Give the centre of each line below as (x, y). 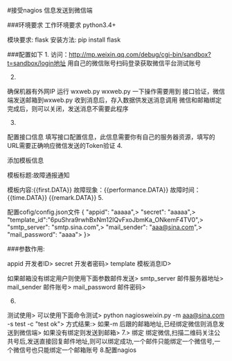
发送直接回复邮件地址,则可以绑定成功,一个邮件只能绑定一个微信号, (121, 341)
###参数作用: (26, 249)
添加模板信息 (25, 160)
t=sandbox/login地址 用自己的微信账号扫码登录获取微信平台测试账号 (104, 63)
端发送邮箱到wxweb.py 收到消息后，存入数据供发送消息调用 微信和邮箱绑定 (115, 100)
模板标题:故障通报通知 (39, 175)
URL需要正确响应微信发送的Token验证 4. (65, 145)
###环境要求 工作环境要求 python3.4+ (62, 25)
